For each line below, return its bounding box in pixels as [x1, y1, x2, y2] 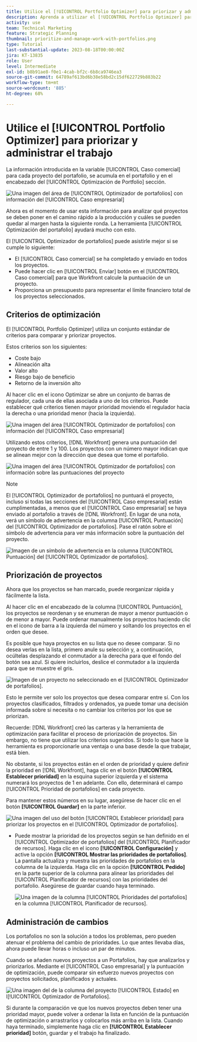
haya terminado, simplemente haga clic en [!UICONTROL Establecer [6, 1023, 172, 1030]
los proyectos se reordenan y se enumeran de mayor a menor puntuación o [6, 610, 188, 617]
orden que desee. [6, 628, 49, 636]
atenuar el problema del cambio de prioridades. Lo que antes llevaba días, [6, 939, 185, 946]
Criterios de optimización [6, 310, 101, 320]
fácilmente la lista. [6, 592, 50, 599]
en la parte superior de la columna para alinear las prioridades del [14, 870, 174, 877]
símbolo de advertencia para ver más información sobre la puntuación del [6, 529, 185, 536]
